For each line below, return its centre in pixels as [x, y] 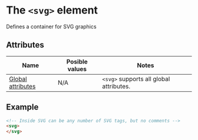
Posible [77, 61]
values [77, 69]
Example [22, 107]
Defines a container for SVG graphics [51, 26]
